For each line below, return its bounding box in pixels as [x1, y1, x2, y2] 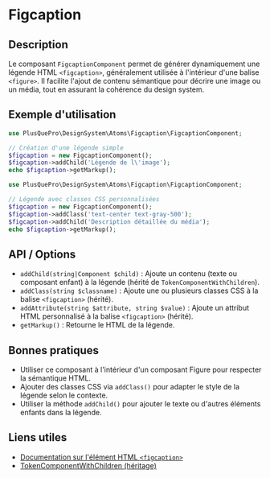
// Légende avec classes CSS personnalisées [8, 196, 160, 204]
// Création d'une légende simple [8, 143, 125, 152]
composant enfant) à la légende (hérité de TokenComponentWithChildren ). [19, 278, 260, 287]
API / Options [8, 247, 76, 261]
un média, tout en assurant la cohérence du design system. [8, 84, 205, 94]
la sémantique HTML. [19, 373, 91, 383]
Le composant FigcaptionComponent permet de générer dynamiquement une [8, 59, 260, 68]
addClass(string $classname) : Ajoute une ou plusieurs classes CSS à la [19, 286, 259, 295]
